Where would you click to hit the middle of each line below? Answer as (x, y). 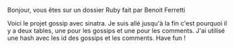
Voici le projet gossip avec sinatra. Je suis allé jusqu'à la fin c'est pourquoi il (117, 23)
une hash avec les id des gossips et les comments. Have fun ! (97, 38)
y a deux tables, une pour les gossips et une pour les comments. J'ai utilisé (116, 31)
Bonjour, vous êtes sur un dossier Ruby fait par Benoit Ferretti (96, 10)
